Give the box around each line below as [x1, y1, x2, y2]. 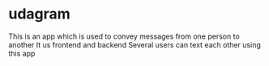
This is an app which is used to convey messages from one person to [8, 31, 241, 41]
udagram [8, 5, 70, 23]
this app [8, 48, 36, 58]
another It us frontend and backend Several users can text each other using [8, 39, 261, 49]
